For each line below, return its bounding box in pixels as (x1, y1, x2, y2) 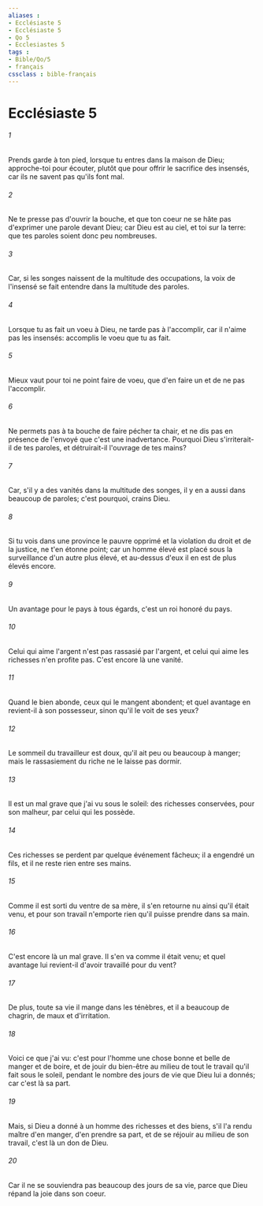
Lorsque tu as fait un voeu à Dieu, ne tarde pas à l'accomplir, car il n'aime (8, 324, 246, 334)
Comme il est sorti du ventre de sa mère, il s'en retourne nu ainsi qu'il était (8, 901, 250, 910)
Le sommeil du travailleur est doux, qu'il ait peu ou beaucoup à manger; (8, 749, 241, 758)
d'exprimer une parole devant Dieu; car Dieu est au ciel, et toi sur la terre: (8, 222, 246, 233)
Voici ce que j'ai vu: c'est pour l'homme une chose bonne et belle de (8, 1054, 231, 1063)
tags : (8, 48, 30, 56)
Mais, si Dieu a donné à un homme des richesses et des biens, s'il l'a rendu (8, 1121, 252, 1130)
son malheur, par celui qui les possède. (8, 808, 135, 817)
